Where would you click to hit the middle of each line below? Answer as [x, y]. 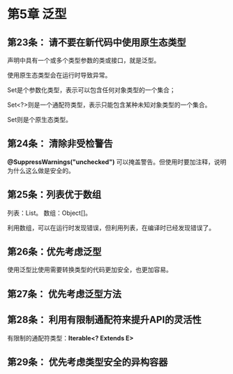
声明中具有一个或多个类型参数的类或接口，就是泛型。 [84, 60]
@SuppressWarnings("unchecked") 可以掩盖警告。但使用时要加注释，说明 [117, 162]
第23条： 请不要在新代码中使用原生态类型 [97, 42]
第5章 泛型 [37, 14]
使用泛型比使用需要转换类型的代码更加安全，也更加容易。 [90, 270]
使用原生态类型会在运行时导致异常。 [59, 75]
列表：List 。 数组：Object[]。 [50, 213]
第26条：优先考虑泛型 [54, 252]
